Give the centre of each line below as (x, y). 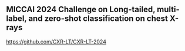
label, (16, 19)
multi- (168, 10)
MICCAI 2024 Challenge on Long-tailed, (81, 10)
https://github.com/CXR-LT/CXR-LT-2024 (56, 41)
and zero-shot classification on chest (98, 19)
